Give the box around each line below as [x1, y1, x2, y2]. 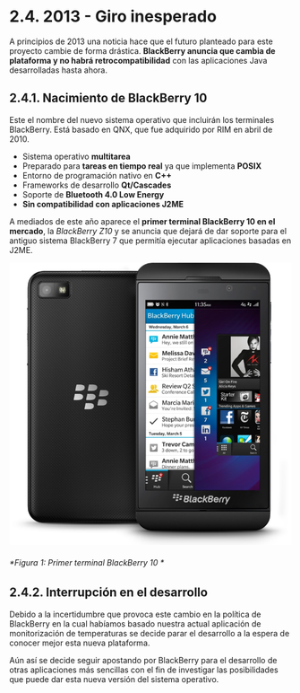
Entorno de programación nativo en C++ [21, 170, 172, 180]
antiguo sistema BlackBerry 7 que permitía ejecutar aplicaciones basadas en [9, 235, 292, 246]
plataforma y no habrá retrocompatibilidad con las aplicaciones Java [9, 55, 268, 66]
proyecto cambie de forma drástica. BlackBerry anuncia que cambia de [9, 45, 276, 56]
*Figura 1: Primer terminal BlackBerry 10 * [9, 557, 165, 567]
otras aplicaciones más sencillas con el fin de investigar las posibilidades [9, 664, 279, 675]
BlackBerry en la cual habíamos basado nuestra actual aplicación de [9, 618, 261, 629]
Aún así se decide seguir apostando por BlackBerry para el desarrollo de [9, 654, 278, 665]
